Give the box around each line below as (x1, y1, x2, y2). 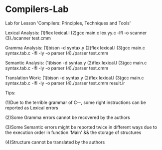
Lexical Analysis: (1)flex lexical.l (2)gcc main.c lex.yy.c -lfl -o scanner (5, 29, 147, 35)
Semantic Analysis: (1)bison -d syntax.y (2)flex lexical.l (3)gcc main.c (5, 59, 147, 65)
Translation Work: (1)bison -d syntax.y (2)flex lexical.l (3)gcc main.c (5, 74, 144, 80)
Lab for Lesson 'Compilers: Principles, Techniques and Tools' (5, 20, 131, 26)
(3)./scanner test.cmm (5, 35, 51, 41)
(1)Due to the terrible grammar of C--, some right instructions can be (5, 99, 146, 105)
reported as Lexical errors (5, 104, 58, 110)
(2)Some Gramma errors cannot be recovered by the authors (5, 114, 131, 120)
